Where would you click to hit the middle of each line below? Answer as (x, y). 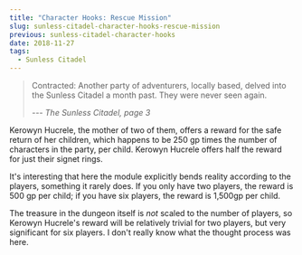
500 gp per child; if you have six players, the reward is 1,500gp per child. (145, 196)
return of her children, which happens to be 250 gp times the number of (143, 140)
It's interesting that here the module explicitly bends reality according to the (150, 176)
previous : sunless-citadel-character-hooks (93, 34)
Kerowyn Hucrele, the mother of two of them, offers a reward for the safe (146, 130)
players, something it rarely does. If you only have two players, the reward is (151, 186)
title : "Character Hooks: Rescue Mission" (90, 18)
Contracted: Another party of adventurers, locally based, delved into (159, 85)
